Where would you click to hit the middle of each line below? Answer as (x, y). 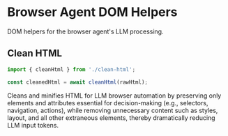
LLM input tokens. (33, 125)
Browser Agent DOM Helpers (92, 12)
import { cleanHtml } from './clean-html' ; (71, 69)
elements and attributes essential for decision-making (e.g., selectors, (108, 103)
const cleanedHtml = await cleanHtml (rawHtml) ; (78, 82)
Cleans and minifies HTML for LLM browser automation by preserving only (114, 96)
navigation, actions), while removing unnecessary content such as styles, (113, 110)
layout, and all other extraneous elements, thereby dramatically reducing (111, 118)
